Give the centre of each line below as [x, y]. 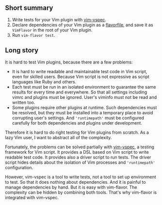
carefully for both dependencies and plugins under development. [77, 123]
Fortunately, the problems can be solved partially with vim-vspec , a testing [80, 147]
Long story [22, 50]
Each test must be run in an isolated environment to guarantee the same [84, 87]
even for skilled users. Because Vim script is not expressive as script [81, 77]
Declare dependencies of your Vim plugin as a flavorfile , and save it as [83, 25]
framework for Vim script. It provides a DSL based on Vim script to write [77, 152]
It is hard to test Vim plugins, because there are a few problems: [69, 62]
